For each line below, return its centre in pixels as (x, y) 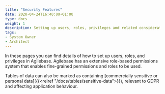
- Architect (17, 42)
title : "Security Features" (34, 10)
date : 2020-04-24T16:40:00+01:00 (39, 14)
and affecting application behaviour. (41, 86)
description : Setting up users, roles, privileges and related (71, 28)
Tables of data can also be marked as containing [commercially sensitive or (82, 76)
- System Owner (21, 37)
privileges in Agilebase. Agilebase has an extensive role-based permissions (82, 61)
